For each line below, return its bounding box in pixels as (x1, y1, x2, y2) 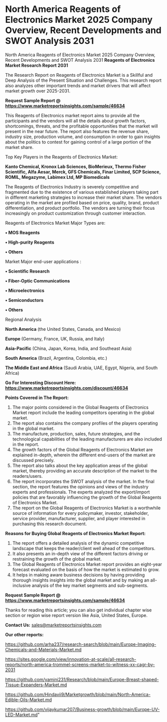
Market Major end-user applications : (5, 258, 81, 265)
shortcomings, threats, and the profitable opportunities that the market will (5, 123, 158, 129)
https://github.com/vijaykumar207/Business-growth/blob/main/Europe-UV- (5, 706, 160, 712)
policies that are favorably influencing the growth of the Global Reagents (12, 494, 162, 500)
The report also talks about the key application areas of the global (12, 462, 148, 468)
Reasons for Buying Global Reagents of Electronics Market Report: (5, 530, 146, 536)
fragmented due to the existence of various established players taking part (5, 189, 159, 195)
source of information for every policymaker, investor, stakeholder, (12, 510, 149, 516)
